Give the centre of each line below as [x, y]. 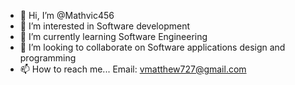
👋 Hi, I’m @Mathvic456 [67, 15]
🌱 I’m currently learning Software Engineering [113, 36]
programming [48, 58]
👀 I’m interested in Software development [104, 26]
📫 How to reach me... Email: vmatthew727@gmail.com [133, 69]
